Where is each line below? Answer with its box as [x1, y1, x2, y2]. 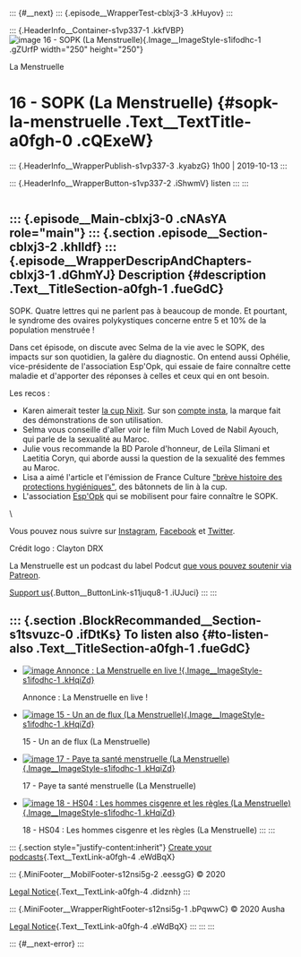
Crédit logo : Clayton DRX [9, 542, 104, 554]
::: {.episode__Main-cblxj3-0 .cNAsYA [9, 211, 227, 227]
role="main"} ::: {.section [9, 226, 155, 241]
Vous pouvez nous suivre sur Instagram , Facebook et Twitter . [9, 525, 236, 536]
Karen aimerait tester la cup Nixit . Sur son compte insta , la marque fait [21, 405, 281, 416]
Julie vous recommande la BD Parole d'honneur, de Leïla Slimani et [21, 443, 271, 453]
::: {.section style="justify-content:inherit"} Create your [9, 841, 212, 852]
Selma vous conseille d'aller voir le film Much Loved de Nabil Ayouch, [21, 424, 279, 435]
